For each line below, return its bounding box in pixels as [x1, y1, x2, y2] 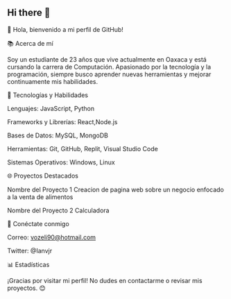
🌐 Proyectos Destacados [7, 171, 78, 180]
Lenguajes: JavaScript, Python [7, 104, 95, 112]
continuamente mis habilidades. [7, 77, 99, 85]
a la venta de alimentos [7, 192, 74, 201]
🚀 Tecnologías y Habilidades [7, 91, 89, 99]
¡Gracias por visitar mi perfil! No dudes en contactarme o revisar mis [7, 276, 203, 284]
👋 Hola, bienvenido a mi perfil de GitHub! [7, 25, 123, 33]
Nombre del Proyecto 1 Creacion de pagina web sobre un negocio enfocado [7, 185, 224, 194]
